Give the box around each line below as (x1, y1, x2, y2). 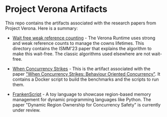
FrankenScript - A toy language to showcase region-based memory (12, 91, 151, 97)
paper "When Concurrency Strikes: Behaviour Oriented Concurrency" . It (12, 71, 161, 77)
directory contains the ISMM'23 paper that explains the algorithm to (12, 45, 152, 51)
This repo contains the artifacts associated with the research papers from (5, 20, 156, 26)
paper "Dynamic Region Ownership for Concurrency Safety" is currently (12, 102, 161, 108)
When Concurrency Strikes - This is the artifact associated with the (12, 66, 151, 72)
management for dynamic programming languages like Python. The (12, 96, 151, 103)
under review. (12, 107, 41, 113)
